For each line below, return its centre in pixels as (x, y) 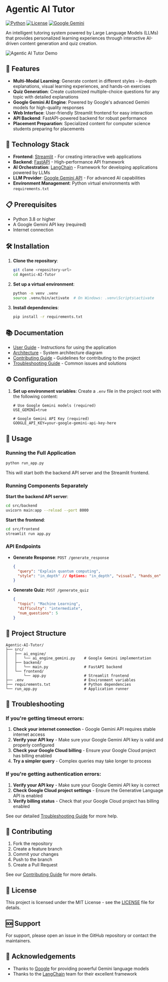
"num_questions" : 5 (38, 613)
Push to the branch (32, 859)
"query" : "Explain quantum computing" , (59, 571)
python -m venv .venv (35, 293)
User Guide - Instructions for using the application (64, 347)
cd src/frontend (22, 529)
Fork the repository (33, 843)
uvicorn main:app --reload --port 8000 (47, 510)
